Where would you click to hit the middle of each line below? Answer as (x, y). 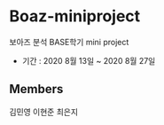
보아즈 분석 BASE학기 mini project (69, 42)
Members (36, 89)
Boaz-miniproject (75, 16)
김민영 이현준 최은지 (43, 112)
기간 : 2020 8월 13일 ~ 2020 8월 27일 (89, 60)
